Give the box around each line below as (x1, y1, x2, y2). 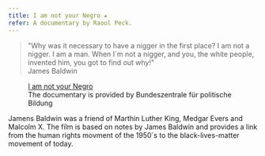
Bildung (28, 98, 53, 108)
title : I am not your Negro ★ (8, 11, 108, 20)
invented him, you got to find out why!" (27, 57, 155, 67)
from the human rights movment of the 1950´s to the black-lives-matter (8, 130, 240, 139)
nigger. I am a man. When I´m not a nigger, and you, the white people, (27, 49, 255, 59)
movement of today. (8, 139, 74, 148)
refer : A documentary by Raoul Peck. (8, 19, 133, 27)
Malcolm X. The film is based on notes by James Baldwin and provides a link (8, 122, 258, 131)
